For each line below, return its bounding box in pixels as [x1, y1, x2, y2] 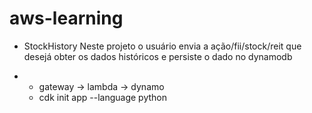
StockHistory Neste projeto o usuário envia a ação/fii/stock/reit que [23, 40, 302, 52]
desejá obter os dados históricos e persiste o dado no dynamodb [23, 50, 293, 62]
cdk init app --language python [38, 91, 168, 103]
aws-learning [9, 7, 124, 30]
